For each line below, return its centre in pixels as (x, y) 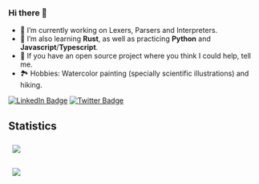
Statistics (33, 126)
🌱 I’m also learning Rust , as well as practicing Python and (115, 39)
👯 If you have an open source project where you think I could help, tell (135, 56)
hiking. (31, 85)
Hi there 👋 (28, 13)
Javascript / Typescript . (59, 47)
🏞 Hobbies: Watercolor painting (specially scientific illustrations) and (134, 74)
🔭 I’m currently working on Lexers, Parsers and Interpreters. (119, 31)
